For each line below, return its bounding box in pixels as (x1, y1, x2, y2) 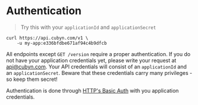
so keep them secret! (6, 76, 58, 83)
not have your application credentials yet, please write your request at (6, 57, 177, 64)
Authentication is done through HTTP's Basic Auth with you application (6, 87, 179, 94)
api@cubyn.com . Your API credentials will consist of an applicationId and (6, 63, 187, 70)
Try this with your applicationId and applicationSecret (20, 24, 157, 31)
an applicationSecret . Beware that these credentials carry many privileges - (6, 69, 193, 76)
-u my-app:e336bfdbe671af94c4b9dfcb (17, 40, 108, 46)
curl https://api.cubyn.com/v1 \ (6, 35, 89, 41)
